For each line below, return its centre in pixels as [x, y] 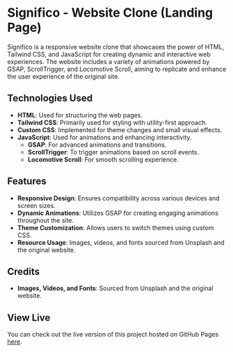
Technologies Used [50, 98]
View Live [29, 318]
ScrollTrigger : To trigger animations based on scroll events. [113, 152]
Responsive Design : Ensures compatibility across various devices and [119, 198]
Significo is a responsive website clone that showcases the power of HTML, [116, 47]
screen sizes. [36, 205]
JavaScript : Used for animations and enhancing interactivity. [105, 137]
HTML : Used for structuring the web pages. [80, 115]
